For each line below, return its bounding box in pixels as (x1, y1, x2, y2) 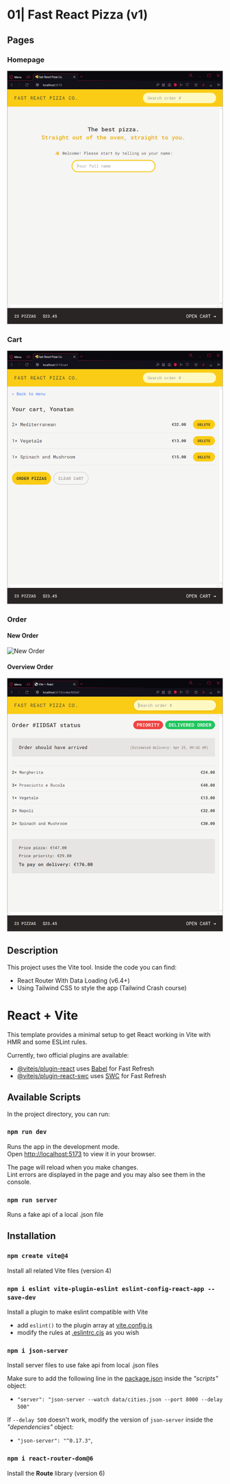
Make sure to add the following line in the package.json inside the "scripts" (7, 1374, 218, 1383)
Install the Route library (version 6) (7, 1469, 105, 1477)
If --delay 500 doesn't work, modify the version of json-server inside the (7, 1415, 214, 1424)
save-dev (7, 1293, 36, 1301)
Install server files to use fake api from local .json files (7, 1361, 159, 1369)
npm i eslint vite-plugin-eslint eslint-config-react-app (7, 1285, 205, 1292)
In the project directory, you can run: (7, 1110, 110, 1118)
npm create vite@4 (7, 1252, 68, 1260)
